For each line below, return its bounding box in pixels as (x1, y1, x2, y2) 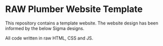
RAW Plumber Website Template (5, 3, 143, 15)
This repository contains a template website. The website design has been (5, 20, 158, 26)
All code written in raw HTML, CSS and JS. (5, 35, 93, 41)
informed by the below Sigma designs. (5, 25, 84, 31)
